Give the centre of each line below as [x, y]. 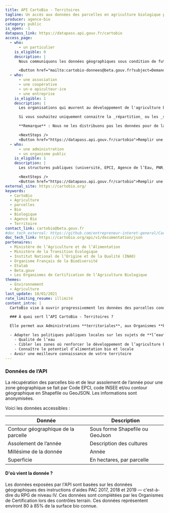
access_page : [19, 38]
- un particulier [37, 47]
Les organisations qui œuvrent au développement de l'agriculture [90, 108]
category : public [23, 24]
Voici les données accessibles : [38, 408]
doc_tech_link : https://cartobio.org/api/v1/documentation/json [74, 238]
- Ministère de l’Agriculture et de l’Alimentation [65, 247]
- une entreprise [37, 94]
